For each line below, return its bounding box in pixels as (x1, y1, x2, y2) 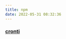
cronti (5, 28, 20, 35)
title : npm (5, 7, 28, 12)
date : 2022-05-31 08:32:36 (5, 12, 61, 17)
